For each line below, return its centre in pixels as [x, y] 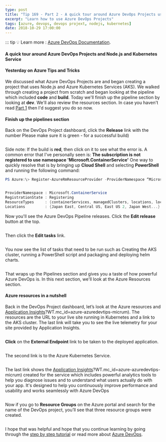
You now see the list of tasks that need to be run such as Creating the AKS [81, 249]
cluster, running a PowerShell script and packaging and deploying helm [78, 254]
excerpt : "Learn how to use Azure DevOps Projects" [59, 19]
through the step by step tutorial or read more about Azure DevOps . [74, 434]
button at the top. [23, 221]
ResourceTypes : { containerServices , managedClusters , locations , [79, 202]
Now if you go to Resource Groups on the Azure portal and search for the [80, 404]
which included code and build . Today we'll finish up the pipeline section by [83, 97]
